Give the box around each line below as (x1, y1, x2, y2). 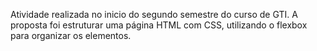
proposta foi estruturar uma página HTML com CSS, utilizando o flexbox (10, 19, 308, 31)
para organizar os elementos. (10, 30, 132, 41)
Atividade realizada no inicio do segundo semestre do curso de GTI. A (10, 9, 298, 20)
